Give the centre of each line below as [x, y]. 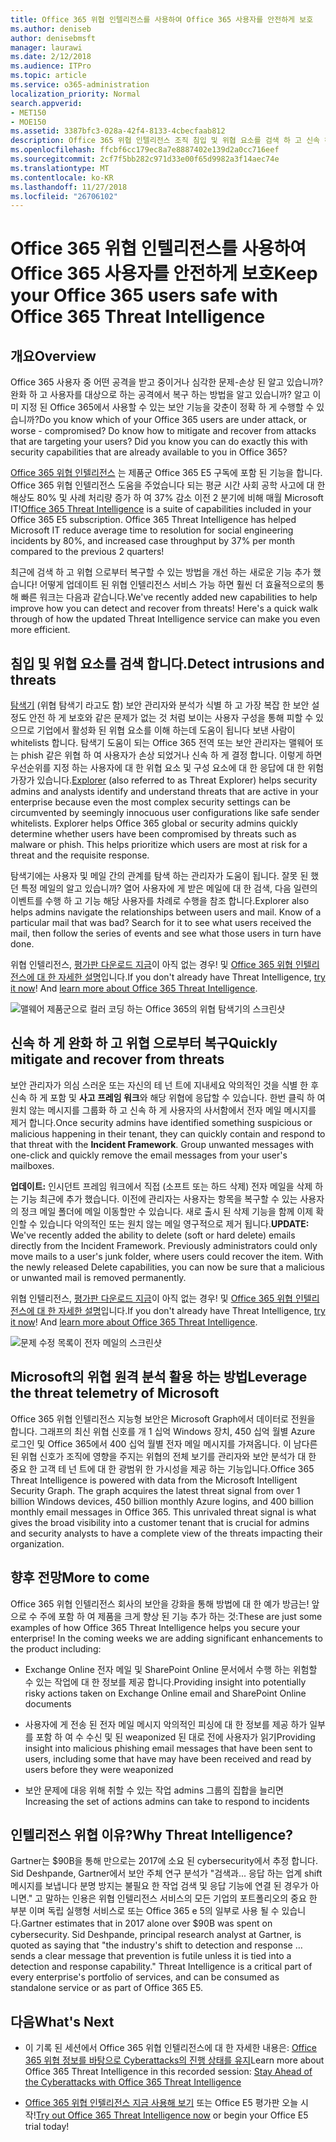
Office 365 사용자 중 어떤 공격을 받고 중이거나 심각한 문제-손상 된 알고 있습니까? [167, 382]
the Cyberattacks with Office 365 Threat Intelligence [133, 2082]
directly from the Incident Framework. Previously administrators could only [164, 1245]
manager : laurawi [46, 47]
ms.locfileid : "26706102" [64, 196]
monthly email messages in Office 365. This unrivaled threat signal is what [163, 1512]
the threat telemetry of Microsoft [115, 1393]
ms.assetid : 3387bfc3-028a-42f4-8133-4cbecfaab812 [118, 131]
